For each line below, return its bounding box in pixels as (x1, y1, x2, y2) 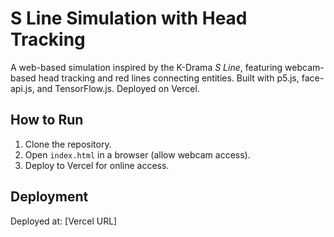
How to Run (10, 112, 84, 129)
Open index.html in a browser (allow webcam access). (24, 148, 251, 161)
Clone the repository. (24, 138, 112, 150)
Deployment (10, 188, 89, 206)
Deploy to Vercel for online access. (24, 159, 170, 171)
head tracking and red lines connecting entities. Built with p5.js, (38, 72, 300, 84)
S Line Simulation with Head (10, 7, 248, 30)
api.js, (10, 82, 35, 94)
